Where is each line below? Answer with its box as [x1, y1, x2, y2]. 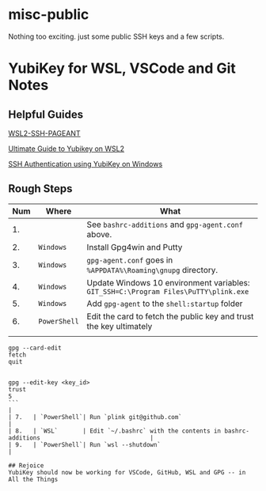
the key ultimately [86, 320, 153, 331]
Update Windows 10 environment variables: [86, 277, 251, 288]
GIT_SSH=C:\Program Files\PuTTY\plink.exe [86, 287, 249, 296]
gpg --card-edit [8, 344, 62, 352]
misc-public [8, 6, 89, 24]
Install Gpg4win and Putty [86, 241, 183, 252]
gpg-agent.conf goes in [86, 255, 173, 266]
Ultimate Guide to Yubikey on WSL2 [8, 144, 125, 153]
